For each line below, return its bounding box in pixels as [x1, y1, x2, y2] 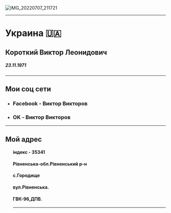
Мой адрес [5, 135, 42, 144]
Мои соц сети [5, 85, 51, 93]
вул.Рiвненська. [12, 184, 49, 190]
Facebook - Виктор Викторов [12, 100, 88, 107]
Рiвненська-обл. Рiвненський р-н [12, 161, 88, 167]
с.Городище [12, 172, 40, 178]
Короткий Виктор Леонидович [5, 48, 107, 57]
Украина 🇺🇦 [5, 28, 62, 39]
